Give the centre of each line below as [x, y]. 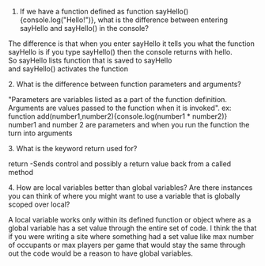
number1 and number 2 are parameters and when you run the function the [129, 125]
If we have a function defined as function [87, 11]
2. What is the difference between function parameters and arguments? [125, 84]
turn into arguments [40, 133]
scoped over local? [39, 204]
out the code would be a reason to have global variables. [101, 253]
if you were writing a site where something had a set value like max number [131, 236]
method [21, 172]
